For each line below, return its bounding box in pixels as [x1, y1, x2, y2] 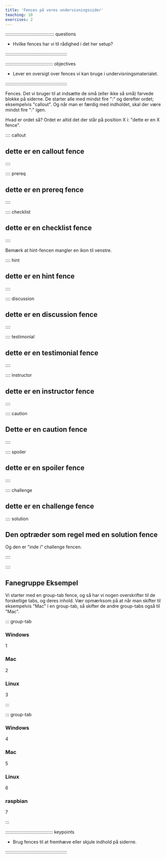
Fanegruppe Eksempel [5, 578, 78, 587]
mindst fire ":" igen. [5, 107, 46, 113]
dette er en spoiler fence [5, 464, 85, 473]
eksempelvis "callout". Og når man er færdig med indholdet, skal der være [5, 101, 161, 108]
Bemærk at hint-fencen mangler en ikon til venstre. [5, 247, 112, 253]
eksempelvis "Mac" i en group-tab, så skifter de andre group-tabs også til [5, 603, 160, 609]
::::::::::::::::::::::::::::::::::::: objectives [5, 61, 76, 67]
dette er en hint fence [5, 272, 75, 281]
